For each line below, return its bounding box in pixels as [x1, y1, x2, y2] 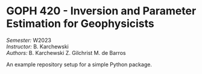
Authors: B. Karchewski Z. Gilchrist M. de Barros [6, 49, 126, 56]
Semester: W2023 [6, 36, 51, 44]
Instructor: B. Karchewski [6, 43, 69, 50]
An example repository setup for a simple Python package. [6, 61, 153, 68]
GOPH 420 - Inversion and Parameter [6, 4, 197, 18]
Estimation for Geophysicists [6, 17, 155, 30]
